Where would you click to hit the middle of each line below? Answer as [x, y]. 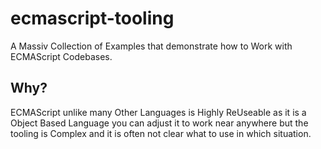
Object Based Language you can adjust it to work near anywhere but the [159, 123]
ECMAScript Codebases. [61, 56]
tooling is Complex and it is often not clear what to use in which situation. [161, 133]
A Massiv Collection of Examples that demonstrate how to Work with [151, 46]
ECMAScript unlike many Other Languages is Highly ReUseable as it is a [158, 112]
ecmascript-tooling [92, 18]
